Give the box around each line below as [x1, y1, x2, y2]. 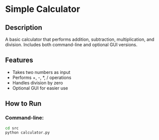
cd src [5, 126, 19, 131]
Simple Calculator [5, 3, 80, 15]
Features [5, 56, 33, 65]
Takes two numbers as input [12, 69, 71, 75]
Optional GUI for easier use [12, 85, 68, 91]
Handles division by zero [12, 79, 63, 85]
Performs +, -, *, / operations [12, 74, 72, 80]
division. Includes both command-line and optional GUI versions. [5, 42, 138, 48]
